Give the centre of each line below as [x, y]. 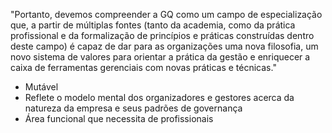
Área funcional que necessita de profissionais [119, 118]
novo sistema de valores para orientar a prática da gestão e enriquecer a [160, 57]
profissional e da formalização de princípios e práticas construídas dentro [162, 35]
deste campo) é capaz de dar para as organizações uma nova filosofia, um [164, 46]
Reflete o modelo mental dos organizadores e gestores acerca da [159, 97]
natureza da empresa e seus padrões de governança [133, 108]
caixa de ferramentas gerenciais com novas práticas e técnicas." [143, 67]
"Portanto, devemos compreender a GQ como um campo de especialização [166, 14]
